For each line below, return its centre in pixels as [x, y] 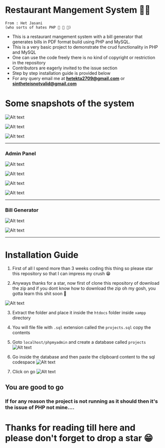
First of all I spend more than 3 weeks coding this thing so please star [82, 269]
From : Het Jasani [24, 23]
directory [21, 318]
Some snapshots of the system [70, 104]
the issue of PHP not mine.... [40, 407]
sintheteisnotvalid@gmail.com [44, 84]
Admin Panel [20, 153]
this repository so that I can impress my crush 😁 [61, 274]
